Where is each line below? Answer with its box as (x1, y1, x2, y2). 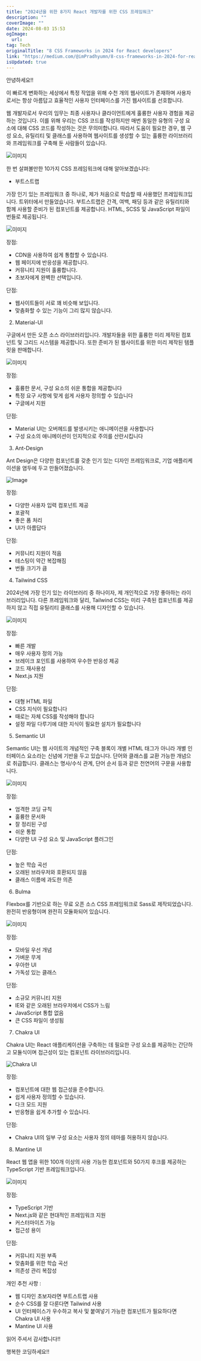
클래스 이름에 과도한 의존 (14, 876, 73, 883)
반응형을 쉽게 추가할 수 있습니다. (14, 1108, 90, 1115)
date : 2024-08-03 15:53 (6, 25, 66, 32)
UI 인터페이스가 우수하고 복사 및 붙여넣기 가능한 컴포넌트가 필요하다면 (14, 1307, 177, 1315)
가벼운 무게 (14, 953, 41, 961)
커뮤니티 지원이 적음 (14, 549, 62, 557)
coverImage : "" (6, 20, 44, 26)
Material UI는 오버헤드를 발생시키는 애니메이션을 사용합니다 (14, 424, 154, 432)
